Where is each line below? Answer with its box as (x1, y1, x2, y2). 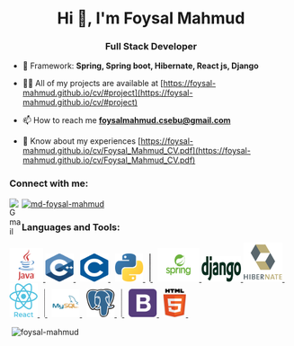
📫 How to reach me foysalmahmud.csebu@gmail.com (22, 115, 231, 126)
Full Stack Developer (104, 40, 198, 53)
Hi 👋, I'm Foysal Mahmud (57, 8, 245, 29)
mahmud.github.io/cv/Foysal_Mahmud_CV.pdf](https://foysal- (22, 146, 252, 156)
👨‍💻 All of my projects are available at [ (22, 78, 164, 89)
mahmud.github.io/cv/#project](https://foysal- (22, 87, 193, 98)
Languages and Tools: (22, 221, 120, 234)
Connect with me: (9, 177, 89, 190)
